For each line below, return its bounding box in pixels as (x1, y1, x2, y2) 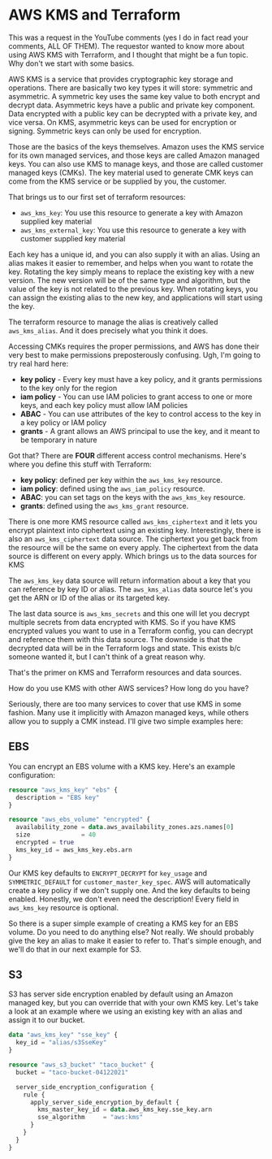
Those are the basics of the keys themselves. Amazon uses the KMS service (8, 141, 265, 151)
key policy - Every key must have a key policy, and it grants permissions (19, 374, 262, 384)
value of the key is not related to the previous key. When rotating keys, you (8, 284, 258, 293)
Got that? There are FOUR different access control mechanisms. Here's (8, 450, 247, 460)
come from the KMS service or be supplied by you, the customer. (8, 176, 227, 186)
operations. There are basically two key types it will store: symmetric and (8, 83, 253, 93)
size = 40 (15, 831, 96, 839)
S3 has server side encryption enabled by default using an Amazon (8, 989, 234, 999)
